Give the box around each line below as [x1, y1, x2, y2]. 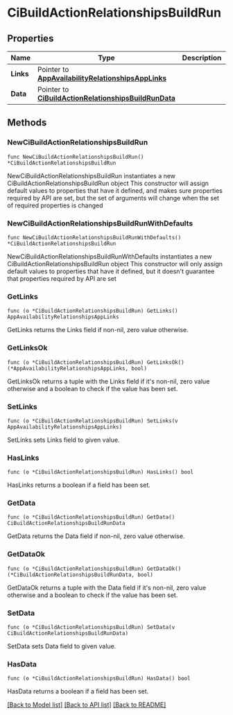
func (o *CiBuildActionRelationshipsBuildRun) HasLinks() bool [7, 469, 194, 476]
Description [182, 53, 222, 62]
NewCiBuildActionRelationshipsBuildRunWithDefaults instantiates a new [7, 252, 212, 261]
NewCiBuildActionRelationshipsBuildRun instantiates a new [7, 171, 175, 180]
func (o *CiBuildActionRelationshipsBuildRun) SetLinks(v [7, 417, 178, 424]
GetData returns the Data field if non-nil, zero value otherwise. [7, 532, 185, 540]
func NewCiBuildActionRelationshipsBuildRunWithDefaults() [7, 234, 182, 241]
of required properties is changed [7, 201, 103, 209]
